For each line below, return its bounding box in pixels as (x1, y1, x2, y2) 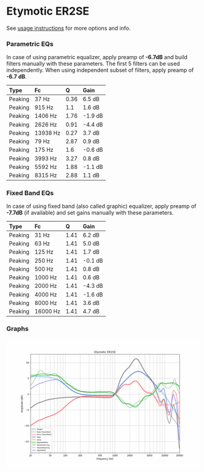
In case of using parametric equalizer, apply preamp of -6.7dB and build (6, 54, 188, 61)
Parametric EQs (6, 40, 54, 48)
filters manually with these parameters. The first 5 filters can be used (6, 60, 180, 68)
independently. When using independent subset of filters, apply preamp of (6, 66, 194, 74)
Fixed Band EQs (6, 188, 54, 197)
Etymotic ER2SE (6, 4, 90, 18)
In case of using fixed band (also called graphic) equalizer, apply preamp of (6, 202, 197, 210)
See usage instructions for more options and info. (6, 24, 131, 32)
